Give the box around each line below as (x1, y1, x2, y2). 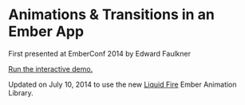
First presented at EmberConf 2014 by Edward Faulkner (8, 49, 192, 58)
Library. (8, 87, 34, 97)
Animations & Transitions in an (8, 6, 215, 24)
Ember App (8, 22, 85, 41)
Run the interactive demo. (8, 64, 93, 73)
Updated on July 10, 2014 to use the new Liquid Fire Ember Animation (8, 80, 237, 89)
